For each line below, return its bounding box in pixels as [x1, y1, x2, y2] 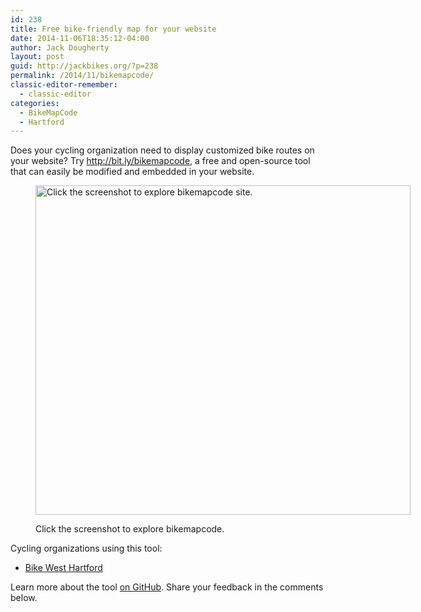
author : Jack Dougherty [10, 42, 110, 53]
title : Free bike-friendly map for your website [10, 24, 217, 34]
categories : [10, 98, 60, 108]
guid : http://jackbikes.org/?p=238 [10, 61, 159, 71]
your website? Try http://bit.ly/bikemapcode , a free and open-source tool [10, 155, 311, 167]
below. [10, 592, 38, 604]
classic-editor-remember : [10, 80, 118, 90]
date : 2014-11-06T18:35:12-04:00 [10, 33, 150, 43]
